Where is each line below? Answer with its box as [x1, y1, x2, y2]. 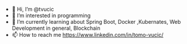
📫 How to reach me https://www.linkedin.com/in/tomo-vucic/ [11, 32, 164, 38]
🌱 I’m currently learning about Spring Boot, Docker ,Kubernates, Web [11, 18, 181, 25]
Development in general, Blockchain [11, 24, 101, 32]
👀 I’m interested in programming [11, 12, 91, 19]
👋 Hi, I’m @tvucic [11, 6, 54, 12]
